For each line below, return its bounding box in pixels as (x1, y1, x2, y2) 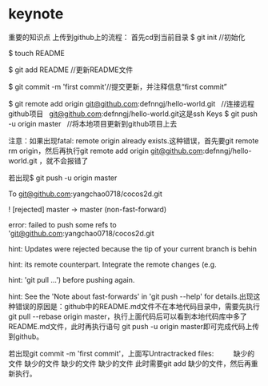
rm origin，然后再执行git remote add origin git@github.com (8, 146, 203, 155)
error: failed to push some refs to (8, 219, 118, 229)
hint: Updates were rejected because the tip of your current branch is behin (8, 243, 258, 253)
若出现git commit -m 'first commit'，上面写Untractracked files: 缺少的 (8, 348, 255, 358)
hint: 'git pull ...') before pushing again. (8, 275, 135, 284)
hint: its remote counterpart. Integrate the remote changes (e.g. (8, 259, 218, 269)
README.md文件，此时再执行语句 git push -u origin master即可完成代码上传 (8, 321, 260, 331)
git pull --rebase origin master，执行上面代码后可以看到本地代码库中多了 (8, 312, 247, 321)
